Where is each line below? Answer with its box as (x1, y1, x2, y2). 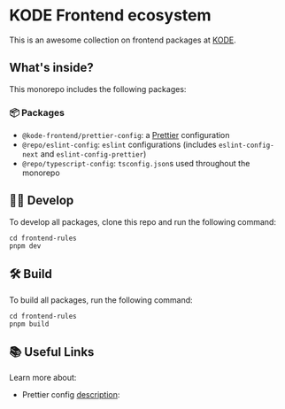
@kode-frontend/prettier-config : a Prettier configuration (21, 130, 230, 141)
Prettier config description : (21, 390, 120, 400)
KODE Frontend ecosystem (9, 5, 212, 26)
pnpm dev (9, 241, 42, 251)
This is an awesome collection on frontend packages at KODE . (9, 35, 236, 45)
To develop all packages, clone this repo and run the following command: (9, 216, 277, 227)
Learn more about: (9, 373, 77, 383)
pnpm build (9, 320, 50, 328)
